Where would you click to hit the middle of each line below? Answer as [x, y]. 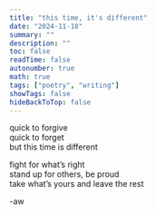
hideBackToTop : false [50, 102]
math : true [30, 77]
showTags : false [40, 93]
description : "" [40, 43]
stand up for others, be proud [64, 174]
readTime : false [40, 60]
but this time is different [54, 147]
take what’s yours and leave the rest [77, 184]
